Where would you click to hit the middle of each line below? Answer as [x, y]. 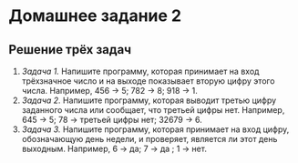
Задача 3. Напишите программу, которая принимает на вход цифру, [155, 129]
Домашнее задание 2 [95, 16]
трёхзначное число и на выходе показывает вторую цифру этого [148, 81]
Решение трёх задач [70, 50]
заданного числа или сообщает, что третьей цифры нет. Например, [153, 110]
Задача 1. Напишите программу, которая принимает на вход [140, 71]
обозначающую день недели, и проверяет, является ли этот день [149, 139]
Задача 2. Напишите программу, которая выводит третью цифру [149, 100]
